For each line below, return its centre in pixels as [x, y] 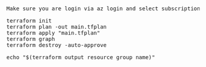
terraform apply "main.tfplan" [53, 33]
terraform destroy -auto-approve [57, 45]
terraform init [29, 21]
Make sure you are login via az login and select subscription [103, 9]
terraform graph [31, 39]
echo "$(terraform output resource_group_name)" [81, 57]
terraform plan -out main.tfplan [57, 27]
